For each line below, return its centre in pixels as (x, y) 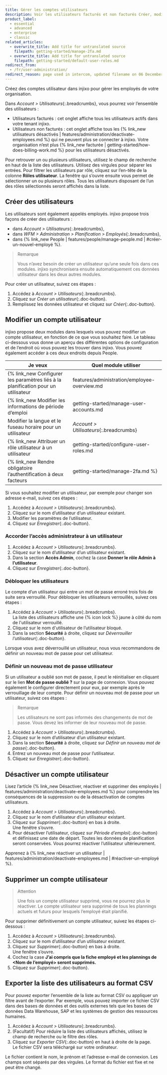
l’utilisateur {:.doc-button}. (39, 639)
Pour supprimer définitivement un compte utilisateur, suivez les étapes (77, 921)
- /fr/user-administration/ (39, 70)
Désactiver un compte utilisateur (57, 774)
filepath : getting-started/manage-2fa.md (57, 51)
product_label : (21, 19)
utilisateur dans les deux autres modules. (59, 274)
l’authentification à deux (36, 474)
